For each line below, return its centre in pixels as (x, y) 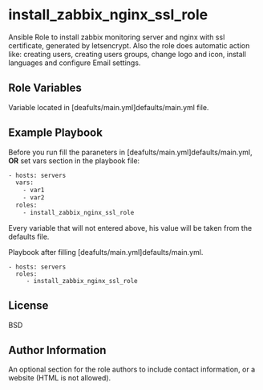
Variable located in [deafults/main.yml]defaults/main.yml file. (109, 107)
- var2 (34, 198)
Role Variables (45, 88)
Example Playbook (55, 133)
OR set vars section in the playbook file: (74, 160)
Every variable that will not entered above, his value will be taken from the (130, 228)
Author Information (57, 350)
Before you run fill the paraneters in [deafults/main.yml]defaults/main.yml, (130, 152)
